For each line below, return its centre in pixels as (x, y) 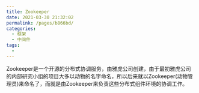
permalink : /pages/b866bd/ (40, 23)
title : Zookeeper (28, 12)
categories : (21, 28)
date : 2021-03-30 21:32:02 (40, 17)
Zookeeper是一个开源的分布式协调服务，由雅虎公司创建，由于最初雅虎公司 (99, 68)
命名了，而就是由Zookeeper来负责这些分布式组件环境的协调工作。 (106, 83)
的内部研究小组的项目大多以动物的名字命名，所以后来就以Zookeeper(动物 (97, 76)
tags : (13, 46)
